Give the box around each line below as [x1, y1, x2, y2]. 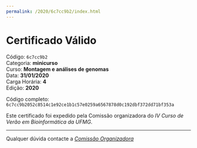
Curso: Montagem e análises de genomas [6, 66, 109, 73]
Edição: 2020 [6, 84, 39, 91]
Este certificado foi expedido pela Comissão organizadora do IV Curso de [6, 112, 184, 119]
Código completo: [6, 95, 50, 102]
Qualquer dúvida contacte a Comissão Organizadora [6, 135, 134, 142]
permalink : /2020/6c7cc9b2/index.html [6, 8, 101, 15]
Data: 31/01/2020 [6, 71, 49, 79]
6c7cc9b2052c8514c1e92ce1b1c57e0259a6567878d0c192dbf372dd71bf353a [6, 102, 175, 108]
